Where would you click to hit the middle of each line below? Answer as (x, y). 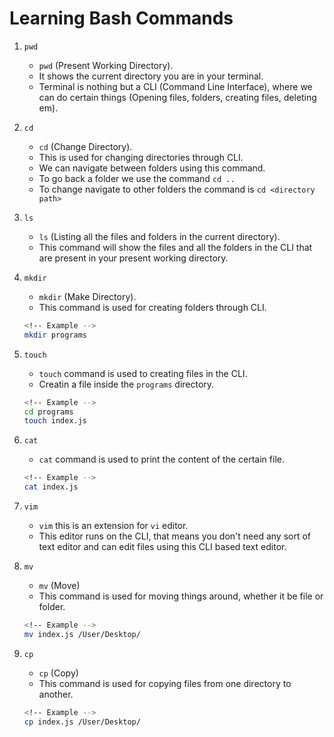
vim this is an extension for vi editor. (113, 526)
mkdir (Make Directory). (87, 296)
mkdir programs (55, 335)
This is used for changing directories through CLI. (141, 157)
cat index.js (51, 487)
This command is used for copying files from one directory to (165, 683)
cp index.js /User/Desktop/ (82, 722)
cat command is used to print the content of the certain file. (161, 459)
